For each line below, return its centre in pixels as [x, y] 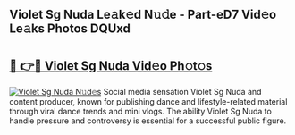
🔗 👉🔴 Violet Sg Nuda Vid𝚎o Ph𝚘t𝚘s [111, 66]
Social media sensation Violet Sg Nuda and [182, 92]
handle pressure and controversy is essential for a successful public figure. [148, 121]
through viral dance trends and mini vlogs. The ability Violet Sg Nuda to [141, 111]
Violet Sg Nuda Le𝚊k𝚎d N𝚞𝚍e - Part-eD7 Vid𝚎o [143, 15]
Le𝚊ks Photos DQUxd [70, 29]
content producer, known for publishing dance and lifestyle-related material [148, 101]
